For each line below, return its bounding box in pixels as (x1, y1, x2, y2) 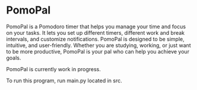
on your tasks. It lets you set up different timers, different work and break (6, 29, 185, 36)
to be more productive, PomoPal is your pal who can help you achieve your (6, 48, 190, 55)
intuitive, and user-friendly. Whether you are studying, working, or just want (6, 42, 191, 49)
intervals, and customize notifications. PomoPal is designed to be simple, (6, 35, 185, 42)
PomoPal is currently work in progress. (6, 65, 101, 72)
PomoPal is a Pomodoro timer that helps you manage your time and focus (6, 23, 186, 30)
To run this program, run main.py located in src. (6, 77, 123, 84)
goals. (6, 54, 21, 61)
